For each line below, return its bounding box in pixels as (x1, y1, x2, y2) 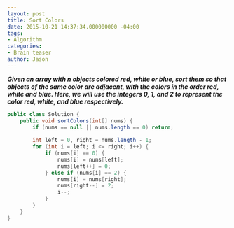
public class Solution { (7, 111, 80, 117)
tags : (7, 29, 23, 37)
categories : (7, 43, 42, 50)
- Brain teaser (7, 50, 52, 57)
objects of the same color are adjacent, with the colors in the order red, (7, 82, 219, 91)
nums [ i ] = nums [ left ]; (57, 156, 124, 163)
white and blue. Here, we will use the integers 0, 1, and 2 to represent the (7, 90, 223, 98)
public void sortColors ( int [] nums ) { (20, 117, 133, 124)
